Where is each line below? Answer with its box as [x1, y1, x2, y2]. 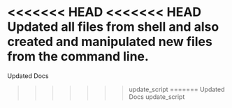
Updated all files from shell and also [7, 19, 219, 35]
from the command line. [7, 49, 149, 65]
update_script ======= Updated [129, 85, 225, 93]
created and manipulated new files [7, 34, 213, 49]
